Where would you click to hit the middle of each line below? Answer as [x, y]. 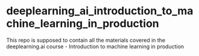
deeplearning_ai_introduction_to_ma [100, 11]
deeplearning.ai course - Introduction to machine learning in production [95, 46]
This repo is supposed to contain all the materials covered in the [86, 40]
